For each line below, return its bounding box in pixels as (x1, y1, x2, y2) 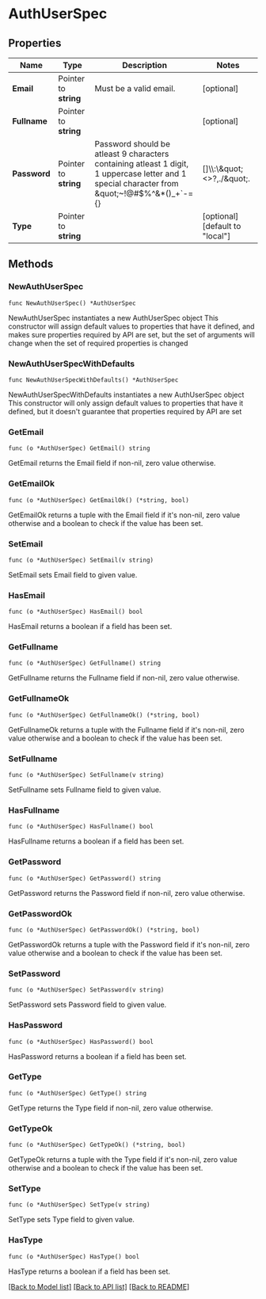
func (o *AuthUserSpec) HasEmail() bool (8, 608, 144, 616)
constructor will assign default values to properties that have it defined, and (8, 322, 255, 331)
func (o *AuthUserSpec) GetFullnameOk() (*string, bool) (8, 710, 200, 719)
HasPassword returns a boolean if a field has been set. (8, 1051, 188, 1061)
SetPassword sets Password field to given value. (8, 1000, 167, 1010)
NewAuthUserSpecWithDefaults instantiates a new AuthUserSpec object (8, 390, 245, 399)
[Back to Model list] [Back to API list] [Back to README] (8, 1282, 190, 1291)
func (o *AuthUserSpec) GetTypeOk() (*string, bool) (8, 1141, 186, 1149)
